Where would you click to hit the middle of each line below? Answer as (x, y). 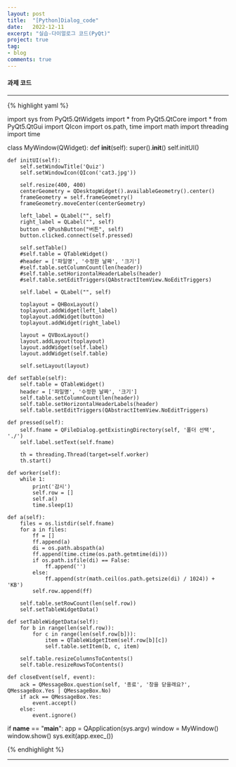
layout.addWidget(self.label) (64, 347)
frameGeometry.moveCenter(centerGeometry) (83, 203)
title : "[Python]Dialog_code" (53, 20)
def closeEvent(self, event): (52, 677)
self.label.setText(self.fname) (67, 442)
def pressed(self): (36, 422)
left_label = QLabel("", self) (66, 216)
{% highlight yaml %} (38, 105)
